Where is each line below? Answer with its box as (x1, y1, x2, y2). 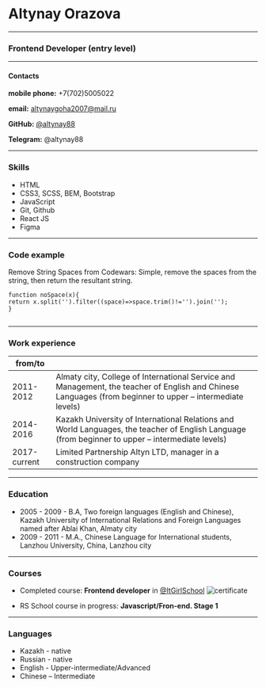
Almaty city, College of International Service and (55, 372, 236, 383)
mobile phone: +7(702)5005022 (8, 89, 115, 98)
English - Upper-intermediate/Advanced (19, 663, 150, 673)
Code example (8, 249, 65, 260)
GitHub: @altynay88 (8, 120, 75, 129)
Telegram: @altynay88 (8, 135, 84, 144)
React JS (19, 213, 50, 223)
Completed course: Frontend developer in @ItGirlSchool (19, 586, 205, 595)
